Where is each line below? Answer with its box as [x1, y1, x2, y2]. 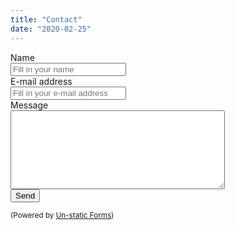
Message [10, 99, 49, 111]
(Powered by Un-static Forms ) [10, 210, 115, 220]
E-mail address [10, 75, 73, 87]
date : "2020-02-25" [10, 24, 92, 34]
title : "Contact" [10, 14, 83, 25]
